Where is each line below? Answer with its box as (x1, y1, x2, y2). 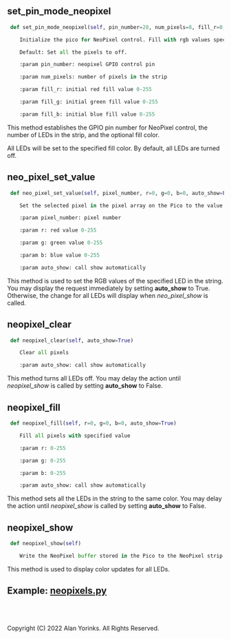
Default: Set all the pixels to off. (19, 48, 128, 56)
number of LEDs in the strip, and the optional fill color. (7, 130, 160, 139)
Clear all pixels (19, 349, 69, 356)
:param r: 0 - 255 (19, 445, 67, 452)
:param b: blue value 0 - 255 (19, 252, 100, 258)
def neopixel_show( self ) (10, 540, 81, 547)
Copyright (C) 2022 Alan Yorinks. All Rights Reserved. (7, 624, 159, 632)
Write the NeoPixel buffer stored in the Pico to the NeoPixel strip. (19, 552, 226, 559)
